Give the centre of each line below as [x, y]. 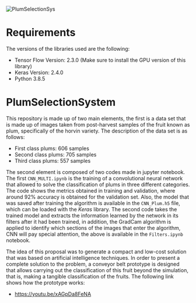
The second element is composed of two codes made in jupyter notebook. [96, 172]
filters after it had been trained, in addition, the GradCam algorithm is [89, 221]
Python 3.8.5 [30, 78]
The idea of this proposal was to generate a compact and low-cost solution [96, 252]
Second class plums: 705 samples [55, 154]
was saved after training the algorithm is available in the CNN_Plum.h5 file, [93, 203]
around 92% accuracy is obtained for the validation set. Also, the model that [98, 197]
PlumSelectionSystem [61, 102]
